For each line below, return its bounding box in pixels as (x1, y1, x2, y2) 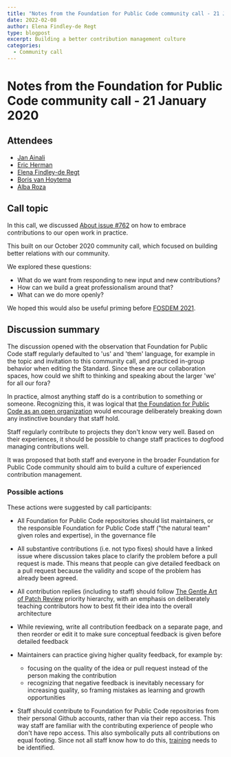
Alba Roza (16, 182, 46, 190)
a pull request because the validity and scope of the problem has (16, 567, 201, 575)
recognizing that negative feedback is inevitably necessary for (27, 678, 204, 687)
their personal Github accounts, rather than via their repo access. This (16, 714, 216, 722)
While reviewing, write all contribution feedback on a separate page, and (16, 622, 223, 631)
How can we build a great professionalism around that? (16, 283, 174, 291)
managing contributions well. (7, 442, 89, 451)
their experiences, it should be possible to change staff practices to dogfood (7, 435, 224, 443)
